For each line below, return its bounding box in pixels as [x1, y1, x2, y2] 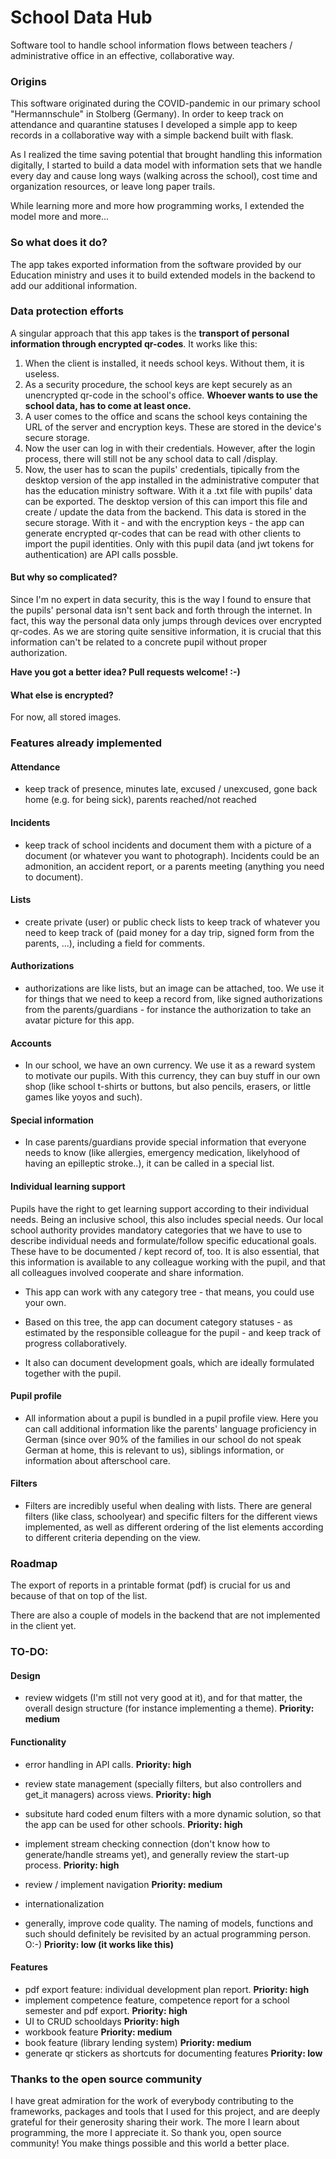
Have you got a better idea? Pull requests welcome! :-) [10, 666, 241, 678]
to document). [24, 871, 84, 883]
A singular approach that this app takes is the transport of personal [10, 327, 290, 339]
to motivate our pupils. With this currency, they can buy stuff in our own [24, 1070, 321, 1082]
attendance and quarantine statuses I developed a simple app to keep [10, 119, 298, 131]
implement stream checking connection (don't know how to [24, 1837, 271, 1850]
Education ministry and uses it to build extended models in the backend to [10, 269, 316, 281]
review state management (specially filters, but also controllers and [24, 1777, 302, 1790]
